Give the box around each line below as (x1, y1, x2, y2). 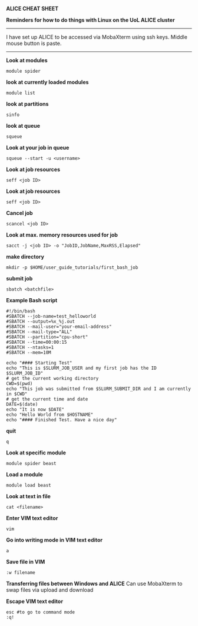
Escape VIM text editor (6, 598, 64, 605)
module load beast (6, 482, 51, 488)
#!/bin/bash (6, 308, 35, 314)
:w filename (6, 570, 35, 576)
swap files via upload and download (6, 586, 94, 593)
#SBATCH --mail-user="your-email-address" (6, 324, 112, 330)
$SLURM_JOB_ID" (6, 370, 44, 376)
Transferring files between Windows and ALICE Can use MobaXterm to (6, 580, 183, 587)
